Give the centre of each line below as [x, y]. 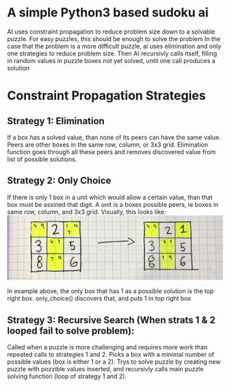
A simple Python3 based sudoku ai [108, 13]
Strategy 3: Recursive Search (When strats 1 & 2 [111, 320]
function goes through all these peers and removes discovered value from [112, 151]
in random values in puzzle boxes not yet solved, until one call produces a [111, 60]
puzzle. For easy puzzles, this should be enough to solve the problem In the [114, 38]
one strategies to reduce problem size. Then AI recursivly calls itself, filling [112, 53]
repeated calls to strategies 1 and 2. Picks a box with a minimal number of [111, 355]
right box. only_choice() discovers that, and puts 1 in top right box [99, 299]
